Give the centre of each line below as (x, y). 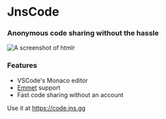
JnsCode (33, 12)
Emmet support (39, 87)
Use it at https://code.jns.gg (46, 108)
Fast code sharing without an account (70, 95)
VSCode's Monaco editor (52, 80)
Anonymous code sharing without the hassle (83, 33)
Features (22, 65)
